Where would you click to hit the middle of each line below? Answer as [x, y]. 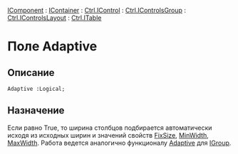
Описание [31, 73]
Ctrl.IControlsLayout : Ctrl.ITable [55, 18]
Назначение [36, 110]
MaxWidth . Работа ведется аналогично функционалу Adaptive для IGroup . [119, 143]
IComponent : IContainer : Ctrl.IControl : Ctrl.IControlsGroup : [97, 10]
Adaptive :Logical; [36, 89]
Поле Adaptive [52, 46]
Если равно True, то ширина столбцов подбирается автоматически [110, 128]
